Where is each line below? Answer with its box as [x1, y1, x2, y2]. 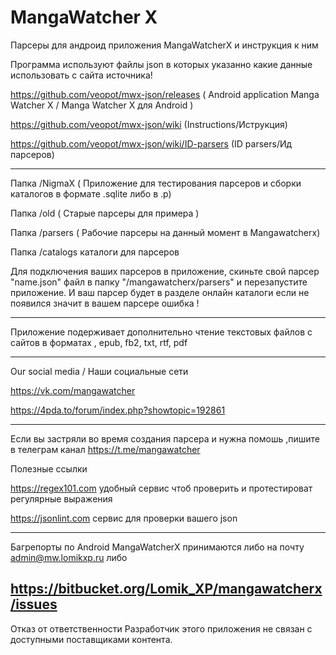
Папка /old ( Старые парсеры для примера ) [10, 207, 200, 219]
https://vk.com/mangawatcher [10, 384, 136, 396]
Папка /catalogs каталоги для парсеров [10, 246, 180, 258]
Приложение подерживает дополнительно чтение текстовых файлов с [10, 326, 313, 338]
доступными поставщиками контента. [10, 633, 173, 645]
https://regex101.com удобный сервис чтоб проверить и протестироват [10, 482, 313, 494]
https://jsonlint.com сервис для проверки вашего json [10, 512, 238, 524]
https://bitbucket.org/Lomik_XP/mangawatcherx [10, 581, 323, 598]
